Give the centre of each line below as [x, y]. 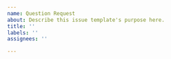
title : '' [21, 26]
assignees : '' [28, 39]
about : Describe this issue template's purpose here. [86, 20]
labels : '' [23, 33]
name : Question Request [41, 13]
